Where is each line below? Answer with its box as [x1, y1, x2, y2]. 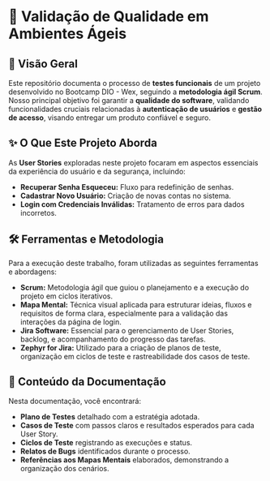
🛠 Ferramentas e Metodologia [8, 233, 165, 247]
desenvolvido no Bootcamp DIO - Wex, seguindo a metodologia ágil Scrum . [8, 87, 264, 97]
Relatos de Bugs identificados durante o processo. [19, 446, 191, 457]
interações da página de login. [19, 316, 122, 327]
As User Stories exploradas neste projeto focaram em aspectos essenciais [8, 157, 259, 167]
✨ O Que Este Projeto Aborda [8, 136, 158, 150]
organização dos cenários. [19, 464, 109, 474]
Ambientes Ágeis [8, 24, 127, 43]
